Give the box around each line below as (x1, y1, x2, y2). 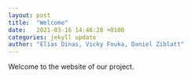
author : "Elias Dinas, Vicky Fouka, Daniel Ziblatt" (8, 41, 185, 48)
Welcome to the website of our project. (8, 62, 134, 71)
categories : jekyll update (8, 33, 97, 41)
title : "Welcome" (8, 19, 68, 27)
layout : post (8, 11, 51, 20)
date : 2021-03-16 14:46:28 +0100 (8, 26, 125, 34)
